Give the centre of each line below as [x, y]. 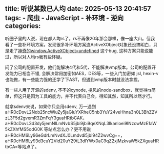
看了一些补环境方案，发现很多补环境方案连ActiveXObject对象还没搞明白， [79, 44]
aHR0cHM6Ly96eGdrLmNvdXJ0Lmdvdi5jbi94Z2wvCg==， [65, 135]
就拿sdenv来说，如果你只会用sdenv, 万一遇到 [51, 106]
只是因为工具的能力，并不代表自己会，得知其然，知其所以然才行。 [88, 96]
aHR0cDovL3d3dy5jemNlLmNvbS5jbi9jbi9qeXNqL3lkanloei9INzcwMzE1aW [81, 123]
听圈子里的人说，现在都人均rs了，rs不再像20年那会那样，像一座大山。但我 [80, 38]
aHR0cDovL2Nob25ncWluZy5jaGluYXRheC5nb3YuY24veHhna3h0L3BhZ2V [81, 112]
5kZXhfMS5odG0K [24, 129]
